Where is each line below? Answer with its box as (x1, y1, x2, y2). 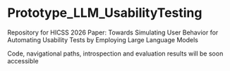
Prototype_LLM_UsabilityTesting (7, 5, 202, 21)
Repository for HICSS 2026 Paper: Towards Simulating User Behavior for (7, 28, 219, 37)
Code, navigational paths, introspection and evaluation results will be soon (7, 49, 224, 58)
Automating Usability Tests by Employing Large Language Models (7, 35, 199, 44)
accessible (7, 56, 39, 65)
